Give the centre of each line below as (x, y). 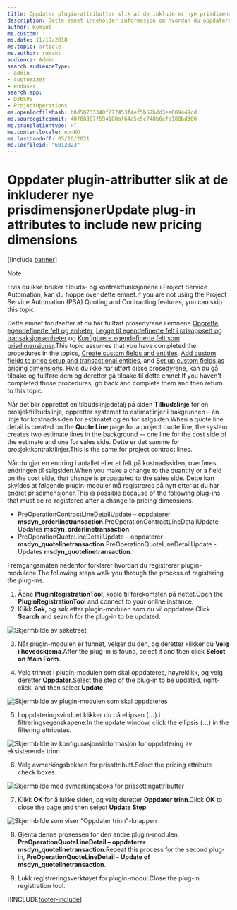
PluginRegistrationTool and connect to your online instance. (105, 601)
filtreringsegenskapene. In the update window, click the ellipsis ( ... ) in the (123, 723)
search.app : (25, 92)
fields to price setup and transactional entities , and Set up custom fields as (116, 361)
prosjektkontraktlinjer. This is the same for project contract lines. (100, 450)
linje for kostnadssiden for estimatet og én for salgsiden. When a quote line (115, 419)
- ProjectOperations (38, 106)
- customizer (26, 79)
